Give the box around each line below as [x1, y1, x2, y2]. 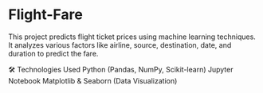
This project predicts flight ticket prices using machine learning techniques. [8, 32, 257, 41]
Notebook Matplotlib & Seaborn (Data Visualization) [8, 76, 178, 85]
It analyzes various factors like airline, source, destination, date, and [8, 40, 232, 49]
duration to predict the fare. [8, 48, 99, 58]
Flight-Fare [8, 6, 84, 24]
